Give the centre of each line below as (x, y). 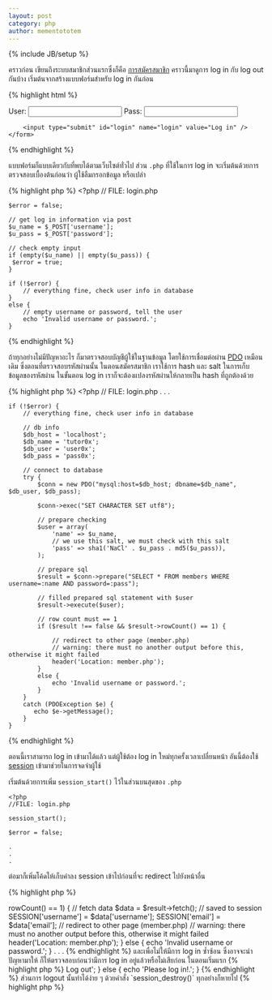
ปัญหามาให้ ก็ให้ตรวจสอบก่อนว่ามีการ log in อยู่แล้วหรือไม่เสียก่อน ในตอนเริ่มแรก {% (123, 960)
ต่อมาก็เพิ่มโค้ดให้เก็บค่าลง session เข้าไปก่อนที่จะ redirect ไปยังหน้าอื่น (107, 876)
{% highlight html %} (43, 95)
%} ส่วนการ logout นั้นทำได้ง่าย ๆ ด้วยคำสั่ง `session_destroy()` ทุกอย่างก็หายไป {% (129, 978)
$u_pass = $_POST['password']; (61, 234)
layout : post (30, 16)
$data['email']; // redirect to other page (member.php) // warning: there (127, 925)
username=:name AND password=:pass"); (74, 584)
